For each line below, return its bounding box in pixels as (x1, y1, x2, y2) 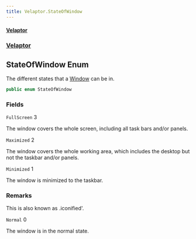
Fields (6, 100, 24, 109)
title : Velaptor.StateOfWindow (6, 8, 82, 15)
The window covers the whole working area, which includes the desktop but (6, 148, 190, 155)
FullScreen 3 (6, 114, 37, 121)
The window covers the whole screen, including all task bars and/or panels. (6, 125, 188, 132)
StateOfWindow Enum (6, 59, 89, 69)
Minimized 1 (6, 166, 34, 173)
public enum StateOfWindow (6, 86, 72, 92)
